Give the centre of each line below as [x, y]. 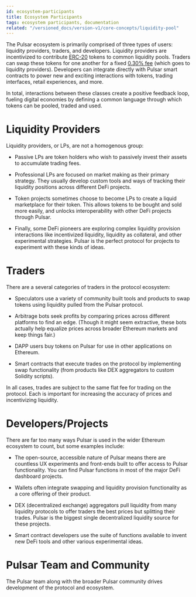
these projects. [32, 524]
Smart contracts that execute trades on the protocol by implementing [98, 364]
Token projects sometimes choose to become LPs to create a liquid [96, 199]
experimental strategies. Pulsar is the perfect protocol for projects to [97, 241]
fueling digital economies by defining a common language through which [94, 100]
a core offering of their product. [53, 494]
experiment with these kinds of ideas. [60, 247]
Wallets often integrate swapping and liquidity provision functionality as [101, 488]
